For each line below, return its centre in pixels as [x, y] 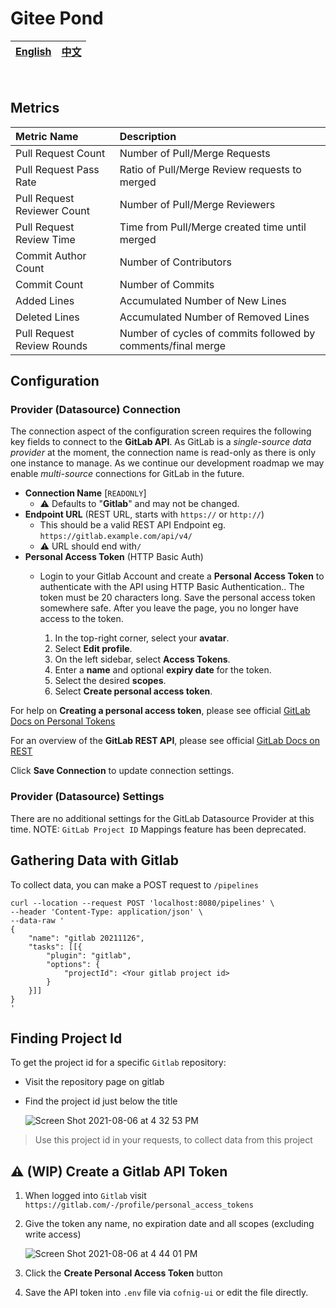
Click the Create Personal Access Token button [123, 1273]
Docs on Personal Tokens [63, 721]
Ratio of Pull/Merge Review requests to [210, 169]
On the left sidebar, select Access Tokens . [142, 659]
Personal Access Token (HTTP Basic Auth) [114, 557]
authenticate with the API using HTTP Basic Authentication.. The [172, 587]
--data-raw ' [37, 920]
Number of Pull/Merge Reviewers [197, 204]
